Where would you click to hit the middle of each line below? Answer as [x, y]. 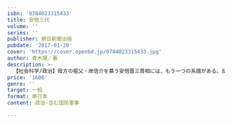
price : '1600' [28, 77]
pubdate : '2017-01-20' [40, 45]
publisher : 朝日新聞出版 [40, 39]
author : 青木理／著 [32, 58]
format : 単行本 [27, 97]
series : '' [23, 33]
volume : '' [23, 26]
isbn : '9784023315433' [40, 13]
